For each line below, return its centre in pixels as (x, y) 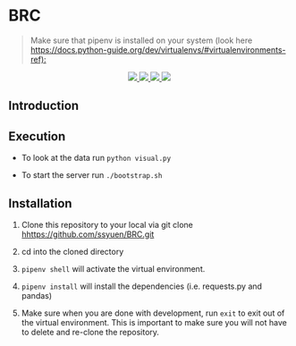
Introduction (44, 106)
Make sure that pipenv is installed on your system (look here (141, 40)
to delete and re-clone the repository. (90, 332)
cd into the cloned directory (72, 251)
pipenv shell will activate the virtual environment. (113, 268)
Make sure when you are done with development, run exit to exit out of (153, 313)
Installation (40, 203)
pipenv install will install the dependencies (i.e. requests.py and (142, 286)
